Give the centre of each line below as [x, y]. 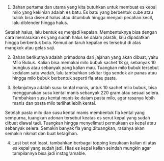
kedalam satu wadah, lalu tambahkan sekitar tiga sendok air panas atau [84, 73]
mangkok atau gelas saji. [30, 48]
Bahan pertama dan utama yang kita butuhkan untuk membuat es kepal [84, 7]
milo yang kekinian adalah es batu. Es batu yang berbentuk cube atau [82, 12]
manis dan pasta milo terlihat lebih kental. [54, 103]
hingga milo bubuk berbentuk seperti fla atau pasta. [65, 78]
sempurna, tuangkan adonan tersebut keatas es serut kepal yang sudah [78, 118]
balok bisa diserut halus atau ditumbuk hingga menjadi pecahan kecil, [82, 17]
